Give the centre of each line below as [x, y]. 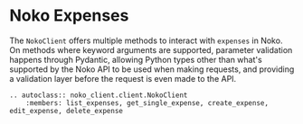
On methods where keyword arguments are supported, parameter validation [151, 49]
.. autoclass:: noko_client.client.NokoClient [99, 95]
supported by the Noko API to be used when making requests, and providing [152, 69]
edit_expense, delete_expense [66, 111]
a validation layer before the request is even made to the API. [123, 78]
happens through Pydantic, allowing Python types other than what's [136, 59]
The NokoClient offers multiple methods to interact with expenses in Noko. [146, 40]
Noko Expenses [69, 16]
